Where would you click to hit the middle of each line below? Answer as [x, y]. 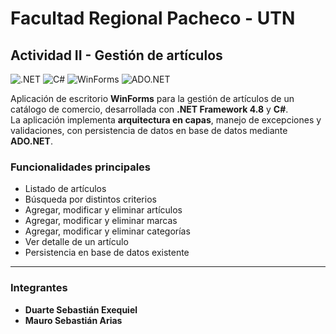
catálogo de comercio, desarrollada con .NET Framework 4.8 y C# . [149, 109]
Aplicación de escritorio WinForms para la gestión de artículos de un [152, 98]
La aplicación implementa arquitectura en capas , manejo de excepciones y [166, 120]
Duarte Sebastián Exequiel [81, 309]
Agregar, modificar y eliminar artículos [103, 210]
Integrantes [39, 288]
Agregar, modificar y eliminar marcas [101, 221]
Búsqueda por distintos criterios [90, 199]
